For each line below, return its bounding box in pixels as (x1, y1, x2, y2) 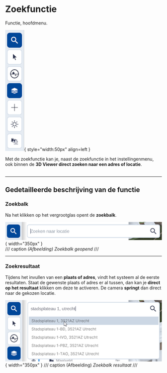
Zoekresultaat (5, 263, 40, 270)
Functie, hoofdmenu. (5, 20, 48, 26)
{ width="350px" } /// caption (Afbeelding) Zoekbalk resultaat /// (5, 362, 138, 368)
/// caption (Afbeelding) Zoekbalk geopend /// (5, 246, 99, 252)
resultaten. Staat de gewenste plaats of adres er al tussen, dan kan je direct (5, 279, 161, 285)
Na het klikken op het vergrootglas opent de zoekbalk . (5, 212, 117, 218)
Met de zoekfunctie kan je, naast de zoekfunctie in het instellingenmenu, (5, 156, 154, 162)
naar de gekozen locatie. (5, 290, 56, 296)
